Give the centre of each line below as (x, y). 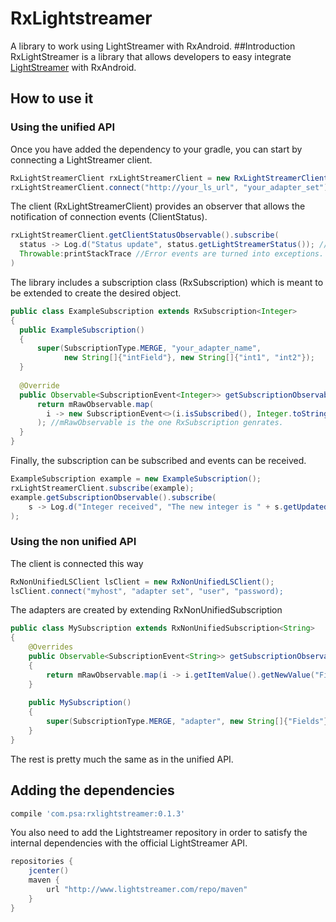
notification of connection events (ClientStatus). (109, 217)
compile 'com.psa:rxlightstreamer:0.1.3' (98, 813)
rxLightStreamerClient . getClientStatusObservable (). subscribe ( (145, 235)
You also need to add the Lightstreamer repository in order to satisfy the (159, 833)
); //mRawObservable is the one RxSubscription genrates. (160, 423)
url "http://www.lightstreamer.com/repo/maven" (147, 890)
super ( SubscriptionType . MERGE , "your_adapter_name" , (149, 348)
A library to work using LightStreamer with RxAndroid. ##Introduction (153, 46)
